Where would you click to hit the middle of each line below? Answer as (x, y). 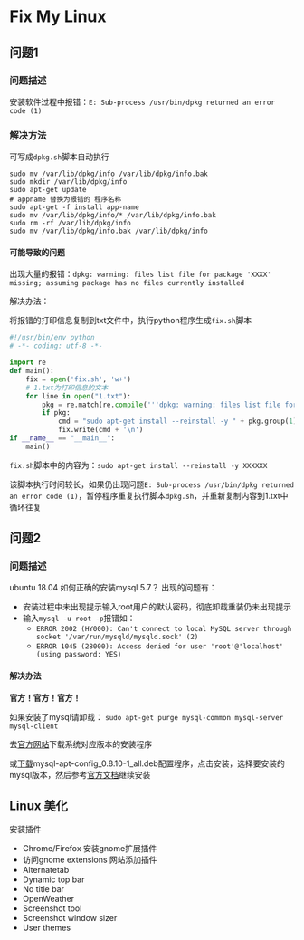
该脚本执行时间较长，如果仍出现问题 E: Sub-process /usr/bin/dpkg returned (152, 484)
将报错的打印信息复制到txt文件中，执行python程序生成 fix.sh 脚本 (130, 321)
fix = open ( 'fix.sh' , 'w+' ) (78, 379)
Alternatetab (46, 870)
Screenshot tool (52, 908)
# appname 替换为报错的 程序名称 (66, 200)
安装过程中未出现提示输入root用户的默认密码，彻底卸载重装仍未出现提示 (157, 607)
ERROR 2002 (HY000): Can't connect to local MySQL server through (164, 629)
